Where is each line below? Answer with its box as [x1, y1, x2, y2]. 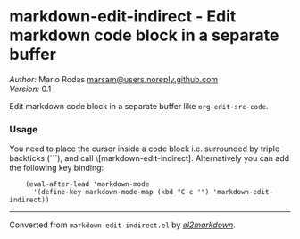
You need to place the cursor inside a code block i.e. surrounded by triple [9, 143, 279, 154]
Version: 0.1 [9, 83, 52, 94]
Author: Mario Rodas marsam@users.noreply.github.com [9, 73, 219, 84]
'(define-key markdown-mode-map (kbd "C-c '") [32, 188, 210, 197]
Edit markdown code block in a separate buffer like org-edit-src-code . [9, 100, 270, 111]
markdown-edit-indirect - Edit [9, 6, 237, 27]
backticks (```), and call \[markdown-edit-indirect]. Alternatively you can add [9, 153, 290, 164]
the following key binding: [9, 163, 104, 174]
